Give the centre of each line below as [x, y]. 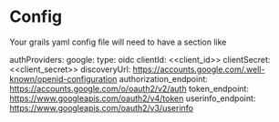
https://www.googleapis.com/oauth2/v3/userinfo [102, 107]
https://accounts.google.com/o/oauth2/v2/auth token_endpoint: [129, 88]
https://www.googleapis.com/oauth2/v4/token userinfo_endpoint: [133, 98]
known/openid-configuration [63, 78]
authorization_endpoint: [163, 78]
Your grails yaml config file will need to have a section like [118, 42]
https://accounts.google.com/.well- [199, 69]
